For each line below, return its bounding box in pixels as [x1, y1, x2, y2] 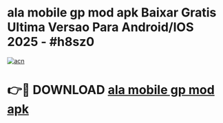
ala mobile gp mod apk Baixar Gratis [7, 5, 217, 21]
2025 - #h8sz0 [7, 34, 95, 49]
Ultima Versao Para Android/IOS [7, 19, 194, 35]
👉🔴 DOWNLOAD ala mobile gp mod [7, 82, 215, 98]
